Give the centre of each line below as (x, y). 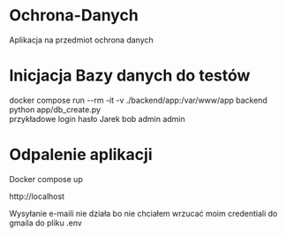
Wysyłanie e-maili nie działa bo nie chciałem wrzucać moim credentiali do (143, 213)
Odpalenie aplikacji (81, 155)
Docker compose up (46, 179)
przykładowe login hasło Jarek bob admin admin (97, 119)
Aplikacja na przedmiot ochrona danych (82, 40)
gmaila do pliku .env (45, 223)
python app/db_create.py (55, 109)
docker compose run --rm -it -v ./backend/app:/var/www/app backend (138, 100)
